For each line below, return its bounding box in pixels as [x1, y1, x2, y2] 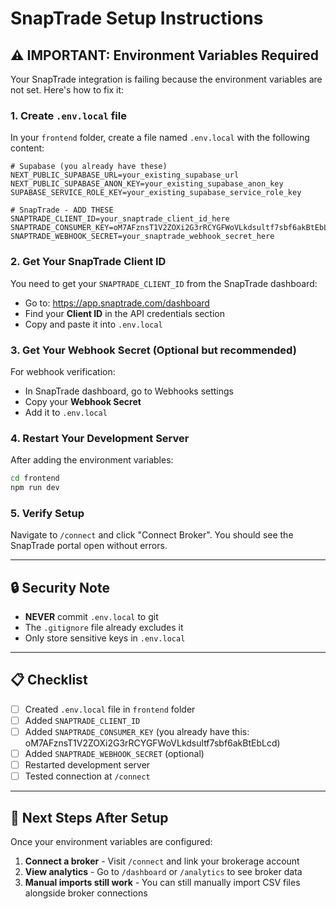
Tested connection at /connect [24, 770, 151, 782]
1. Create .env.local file [10, 108, 127, 122]
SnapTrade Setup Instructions [10, 7, 264, 30]
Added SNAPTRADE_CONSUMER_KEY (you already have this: [24, 725, 250, 737]
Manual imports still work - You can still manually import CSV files [24, 877, 301, 889]
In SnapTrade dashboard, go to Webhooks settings [24, 385, 234, 397]
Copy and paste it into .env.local [24, 318, 163, 330]
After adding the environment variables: [10, 454, 174, 466]
